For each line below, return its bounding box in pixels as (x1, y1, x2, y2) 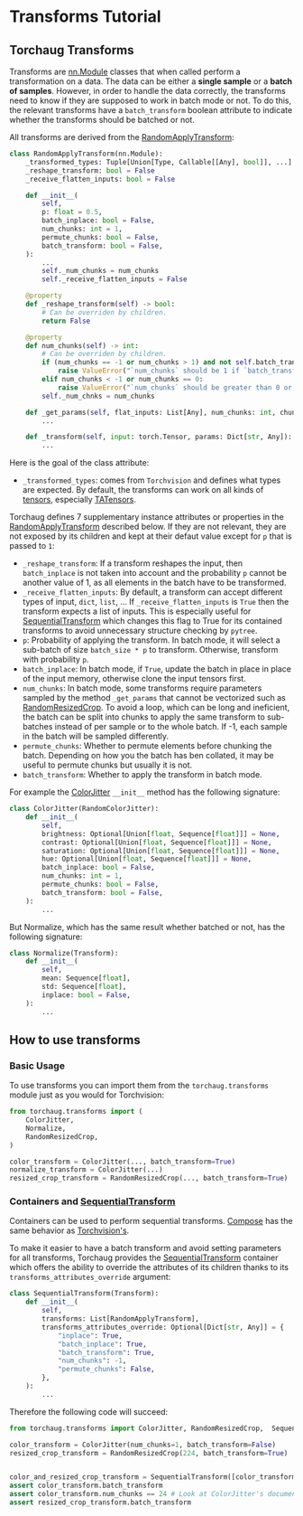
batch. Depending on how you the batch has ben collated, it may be (22, 750, 274, 761)
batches (22, 721, 53, 732)
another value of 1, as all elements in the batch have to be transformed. (22, 577, 287, 589)
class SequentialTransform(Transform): (9, 1289, 160, 1298)
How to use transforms (9, 1032, 142, 1048)
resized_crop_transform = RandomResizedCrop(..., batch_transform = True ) (9, 1173, 289, 1183)
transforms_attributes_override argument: (9, 1272, 171, 1283)
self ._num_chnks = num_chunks (41, 391, 155, 400)
